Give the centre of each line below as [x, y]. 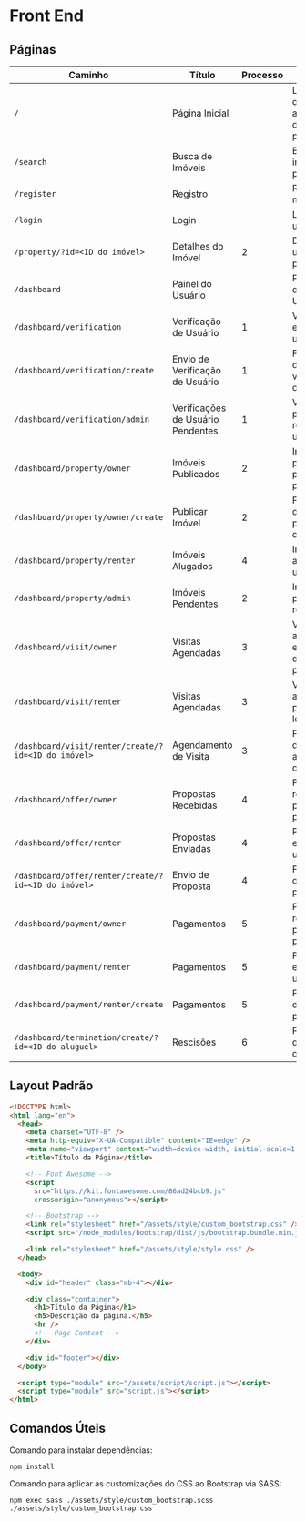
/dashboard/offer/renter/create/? [89, 876]
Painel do [192, 284]
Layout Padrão [51, 1086]
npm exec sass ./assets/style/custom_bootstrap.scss [112, 1500]
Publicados [196, 474]
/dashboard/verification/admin [82, 419]
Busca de [192, 156]
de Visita [190, 756]
